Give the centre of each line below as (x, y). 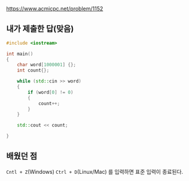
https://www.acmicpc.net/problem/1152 (55, 9)
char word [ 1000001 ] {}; (47, 65)
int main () (20, 54)
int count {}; (33, 70)
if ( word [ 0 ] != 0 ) (51, 92)
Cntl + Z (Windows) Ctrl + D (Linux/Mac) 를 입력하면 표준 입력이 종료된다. (95, 171)
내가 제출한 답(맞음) (40, 29)
